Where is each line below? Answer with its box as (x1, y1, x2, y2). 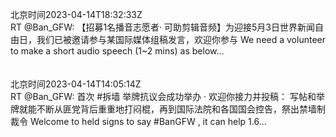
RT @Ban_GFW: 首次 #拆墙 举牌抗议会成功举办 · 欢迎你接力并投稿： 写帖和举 (10, 91, 325, 102)
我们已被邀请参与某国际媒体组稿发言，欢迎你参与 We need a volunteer (36, 34, 326, 45)
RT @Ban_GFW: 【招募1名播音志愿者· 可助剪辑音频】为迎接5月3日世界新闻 (10, 21, 316, 33)
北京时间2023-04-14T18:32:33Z (10, 9, 143, 20)
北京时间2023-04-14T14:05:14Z (10, 78, 142, 90)
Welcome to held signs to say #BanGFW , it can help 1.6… (29, 116, 267, 127)
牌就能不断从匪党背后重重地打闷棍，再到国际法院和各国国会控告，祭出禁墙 (10, 103, 317, 115)
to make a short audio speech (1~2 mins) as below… (10, 45, 225, 57)
